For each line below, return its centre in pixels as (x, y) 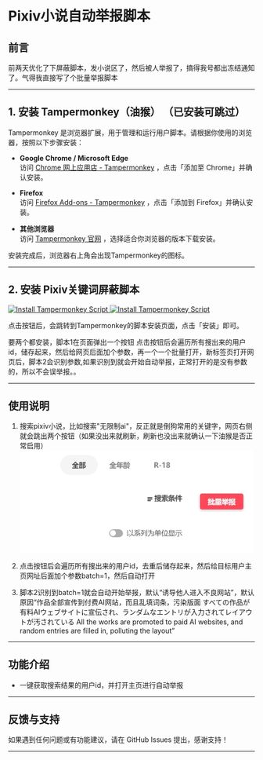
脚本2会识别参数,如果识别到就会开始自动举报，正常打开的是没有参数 (138, 361)
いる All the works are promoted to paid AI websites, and (152, 622)
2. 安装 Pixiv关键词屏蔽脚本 (74, 290)
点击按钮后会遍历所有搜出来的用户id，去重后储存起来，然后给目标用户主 (135, 565)
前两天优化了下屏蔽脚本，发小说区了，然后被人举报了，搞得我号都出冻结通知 (131, 68)
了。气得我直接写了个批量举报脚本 (63, 78)
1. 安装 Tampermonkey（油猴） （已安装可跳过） (127, 112)
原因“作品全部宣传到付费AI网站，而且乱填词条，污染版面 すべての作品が (135, 602)
